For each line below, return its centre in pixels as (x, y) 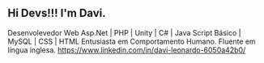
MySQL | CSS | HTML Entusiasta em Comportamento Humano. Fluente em (132, 41)
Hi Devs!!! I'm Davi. (57, 13)
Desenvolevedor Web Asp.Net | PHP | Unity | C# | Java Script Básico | (124, 32)
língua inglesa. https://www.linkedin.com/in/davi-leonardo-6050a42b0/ (127, 50)
